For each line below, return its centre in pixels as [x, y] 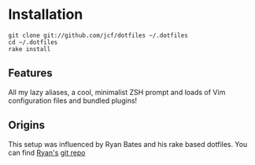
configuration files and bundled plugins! [73, 101]
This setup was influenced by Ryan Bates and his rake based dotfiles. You [128, 144]
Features [30, 73]
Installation [46, 15]
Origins [27, 125]
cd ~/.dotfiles [33, 42]
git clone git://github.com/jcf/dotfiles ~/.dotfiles [98, 35]
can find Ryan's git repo [47, 152]
